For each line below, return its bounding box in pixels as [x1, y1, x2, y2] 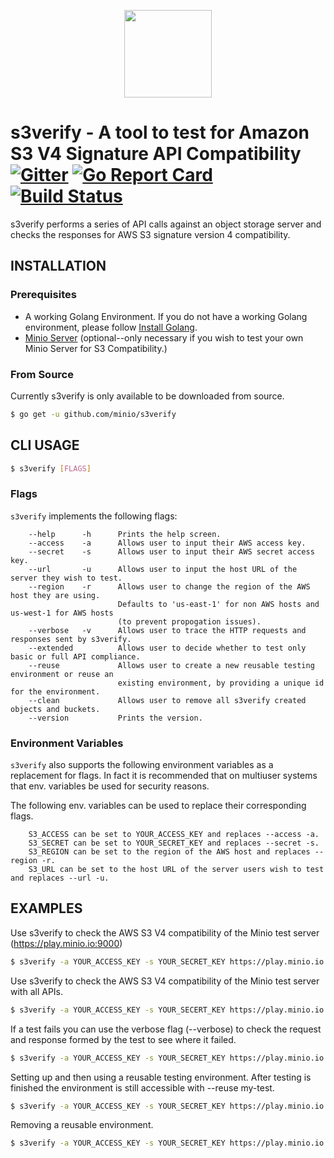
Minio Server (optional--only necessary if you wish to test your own [24, 331, 304, 344]
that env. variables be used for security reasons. [10, 780, 210, 792]
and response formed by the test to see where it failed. [10, 1033, 237, 1045]
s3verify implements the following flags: [10, 510, 178, 522]
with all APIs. [10, 985, 64, 997]
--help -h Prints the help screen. [28, 529, 222, 539]
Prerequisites [10, 288, 77, 302]
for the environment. [10, 686, 101, 697]
